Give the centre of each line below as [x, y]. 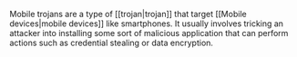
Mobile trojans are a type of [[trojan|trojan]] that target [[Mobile [128, 14]
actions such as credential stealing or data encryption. [112, 43]
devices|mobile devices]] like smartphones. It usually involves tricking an [147, 24]
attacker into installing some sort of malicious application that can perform [149, 33]
